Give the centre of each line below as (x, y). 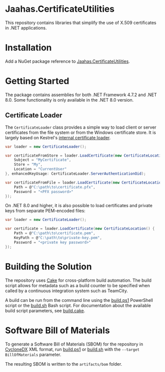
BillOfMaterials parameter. (33, 354)
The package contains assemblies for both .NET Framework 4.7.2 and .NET (81, 95)
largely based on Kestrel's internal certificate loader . (58, 137)
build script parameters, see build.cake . (45, 311)
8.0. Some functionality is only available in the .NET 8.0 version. (69, 100)
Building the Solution (49, 266)
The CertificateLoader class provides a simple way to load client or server (81, 127)
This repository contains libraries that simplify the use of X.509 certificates (81, 23)
